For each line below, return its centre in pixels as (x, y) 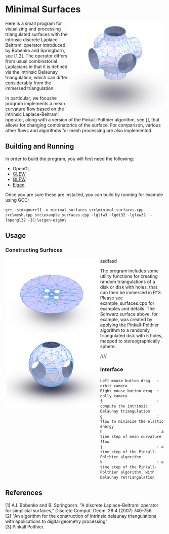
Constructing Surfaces (34, 250)
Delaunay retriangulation (128, 477)
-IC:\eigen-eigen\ (47, 220)
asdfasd (109, 261)
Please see (112, 298)
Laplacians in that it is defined (36, 67)
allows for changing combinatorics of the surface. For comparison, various (83, 125)
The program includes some (130, 271)
